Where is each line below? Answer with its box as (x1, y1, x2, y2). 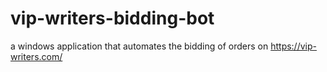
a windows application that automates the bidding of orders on (10, 40, 269, 52)
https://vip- (270, 40, 317, 52)
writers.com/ (10, 50, 63, 62)
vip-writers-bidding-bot (10, 7, 215, 30)
